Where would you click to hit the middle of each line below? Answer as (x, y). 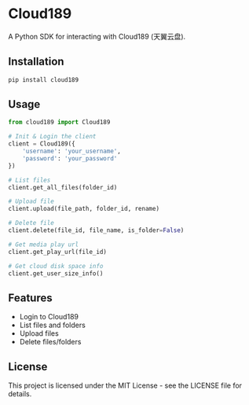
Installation (36, 62)
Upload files (39, 333)
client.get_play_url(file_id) (58, 252)
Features (30, 298)
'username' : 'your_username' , (72, 151)
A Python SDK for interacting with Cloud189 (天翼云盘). (97, 36)
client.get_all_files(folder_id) (63, 187)
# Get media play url (44, 245)
